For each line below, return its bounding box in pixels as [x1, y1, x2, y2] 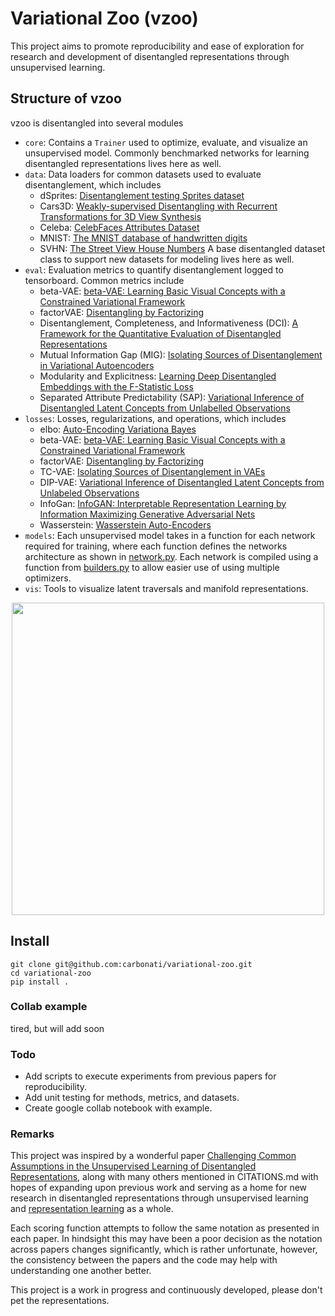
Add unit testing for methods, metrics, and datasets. [24, 1092, 240, 1104]
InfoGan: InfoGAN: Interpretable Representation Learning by [39, 497, 287, 509]
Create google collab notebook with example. [24, 1102, 213, 1114]
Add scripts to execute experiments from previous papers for [24, 1070, 277, 1082]
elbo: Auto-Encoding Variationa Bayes [39, 423, 197, 435]
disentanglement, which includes [24, 178, 162, 191]
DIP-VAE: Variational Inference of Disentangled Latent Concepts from [39, 476, 325, 488]
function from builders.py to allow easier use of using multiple [24, 561, 280, 573]
